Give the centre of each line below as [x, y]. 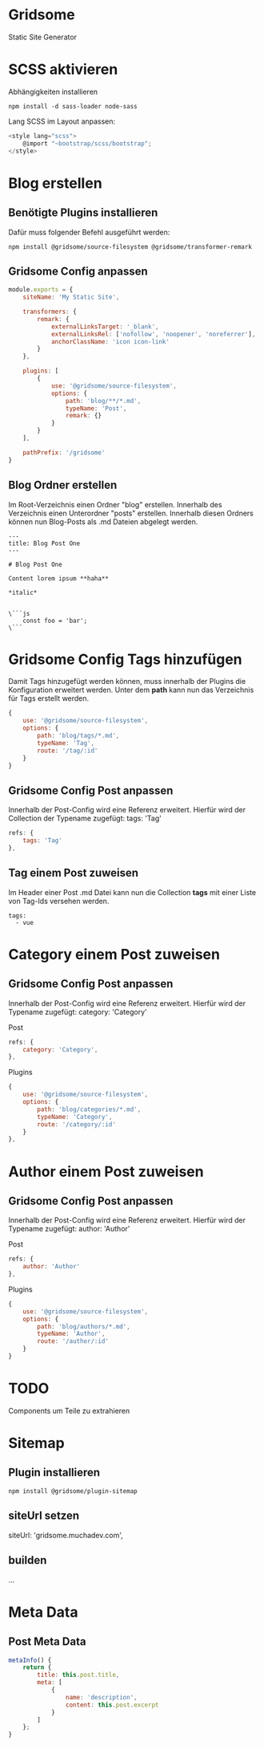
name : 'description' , [101, 1697]
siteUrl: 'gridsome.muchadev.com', [66, 1535]
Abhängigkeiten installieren [53, 92]
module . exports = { [41, 290]
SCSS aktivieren [63, 69]
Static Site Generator [43, 37]
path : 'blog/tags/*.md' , [78, 736]
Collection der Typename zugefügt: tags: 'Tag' [85, 818]
